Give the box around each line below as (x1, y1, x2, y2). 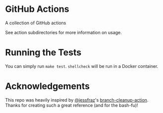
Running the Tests (5, 47, 82, 58)
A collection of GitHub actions (5, 20, 66, 26)
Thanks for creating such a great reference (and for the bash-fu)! (5, 102, 138, 108)
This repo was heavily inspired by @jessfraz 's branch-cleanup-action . (5, 97, 149, 103)
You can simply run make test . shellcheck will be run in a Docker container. (5, 63, 159, 69)
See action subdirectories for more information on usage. (5, 29, 122, 35)
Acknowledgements (5, 81, 90, 92)
